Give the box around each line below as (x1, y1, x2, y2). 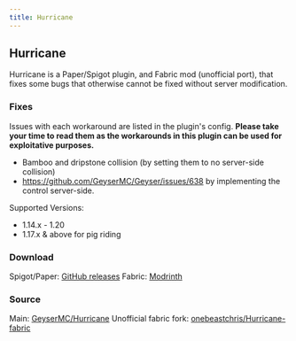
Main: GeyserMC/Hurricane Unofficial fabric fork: (9, 314, 190, 324)
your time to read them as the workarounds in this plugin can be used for (9, 130, 283, 141)
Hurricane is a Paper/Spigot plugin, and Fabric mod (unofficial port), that (9, 69, 274, 80)
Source (9, 293, 42, 306)
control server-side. (21, 185, 95, 196)
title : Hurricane (9, 12, 74, 22)
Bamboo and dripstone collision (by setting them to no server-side (21, 157, 264, 167)
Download (9, 251, 55, 263)
